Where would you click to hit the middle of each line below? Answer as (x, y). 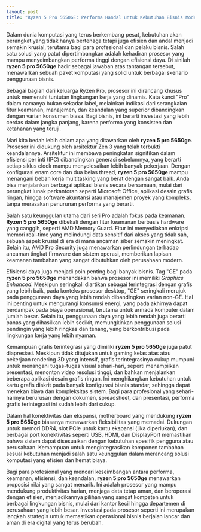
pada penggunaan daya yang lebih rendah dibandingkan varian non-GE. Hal (100, 297)
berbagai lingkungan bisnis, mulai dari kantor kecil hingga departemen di (96, 503)
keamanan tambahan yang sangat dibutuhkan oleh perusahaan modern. (95, 260)
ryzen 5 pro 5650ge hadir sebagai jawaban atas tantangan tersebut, (91, 66)
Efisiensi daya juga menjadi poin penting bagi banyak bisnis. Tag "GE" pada (99, 271)
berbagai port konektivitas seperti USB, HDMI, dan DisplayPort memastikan (99, 434)
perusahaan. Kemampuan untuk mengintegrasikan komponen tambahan (95, 447)
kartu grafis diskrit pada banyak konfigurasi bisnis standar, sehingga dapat (98, 385)
